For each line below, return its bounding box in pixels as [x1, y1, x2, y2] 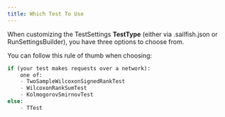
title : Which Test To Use [7, 10, 84, 18]
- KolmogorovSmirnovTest [20, 91, 94, 99]
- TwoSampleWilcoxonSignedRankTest [20, 78, 126, 85]
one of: [20, 72, 43, 79]
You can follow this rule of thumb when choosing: [7, 51, 153, 60]
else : [7, 98, 23, 105]
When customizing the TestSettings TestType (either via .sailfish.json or [7, 30, 218, 38]
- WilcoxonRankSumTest [20, 84, 87, 92]
